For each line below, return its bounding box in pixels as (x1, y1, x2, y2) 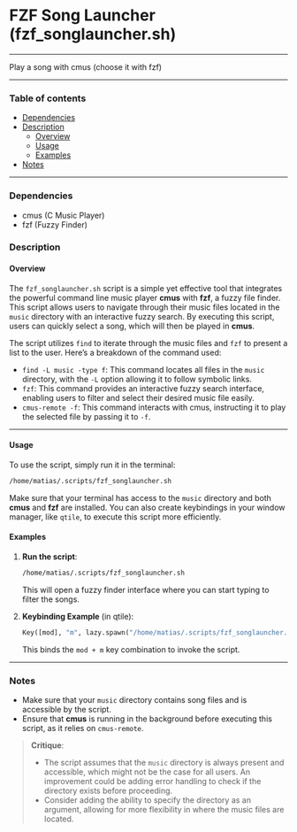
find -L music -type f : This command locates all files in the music (21, 364, 265, 374)
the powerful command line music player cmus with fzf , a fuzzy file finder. (9, 292, 281, 303)
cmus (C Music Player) (21, 210, 105, 220)
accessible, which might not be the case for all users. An (43, 767, 250, 777)
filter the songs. (21, 594, 80, 605)
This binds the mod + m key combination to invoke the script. (21, 643, 240, 655)
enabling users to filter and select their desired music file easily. (21, 392, 255, 403)
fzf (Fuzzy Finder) (21, 219, 88, 230)
